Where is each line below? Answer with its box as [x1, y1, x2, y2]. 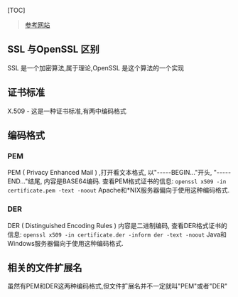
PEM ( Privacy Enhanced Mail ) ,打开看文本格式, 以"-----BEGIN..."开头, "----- [7, 168, 232, 177]
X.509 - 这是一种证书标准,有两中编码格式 [7, 107, 126, 115]
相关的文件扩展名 [7, 262, 82, 274]
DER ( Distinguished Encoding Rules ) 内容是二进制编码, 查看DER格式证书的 [7, 221, 227, 229]
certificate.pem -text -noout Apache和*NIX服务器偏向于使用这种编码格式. [7, 186, 229, 195]
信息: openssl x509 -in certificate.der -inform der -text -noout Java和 [7, 230, 227, 239]
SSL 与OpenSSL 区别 [7, 43, 99, 55]
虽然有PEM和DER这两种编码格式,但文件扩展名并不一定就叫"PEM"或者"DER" [7, 282, 228, 291]
